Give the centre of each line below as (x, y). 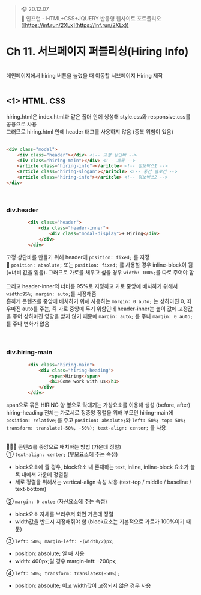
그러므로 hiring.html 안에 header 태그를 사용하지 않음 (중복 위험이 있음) (90, 131)
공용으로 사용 (22, 124)
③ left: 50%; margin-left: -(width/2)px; (61, 541)
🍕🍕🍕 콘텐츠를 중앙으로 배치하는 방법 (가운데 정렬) (64, 447)
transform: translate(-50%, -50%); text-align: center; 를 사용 (86, 428)
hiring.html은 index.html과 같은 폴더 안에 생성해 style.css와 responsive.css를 (98, 116)
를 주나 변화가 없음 (28, 324)
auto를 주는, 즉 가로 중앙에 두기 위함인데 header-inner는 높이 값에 (99, 309)
